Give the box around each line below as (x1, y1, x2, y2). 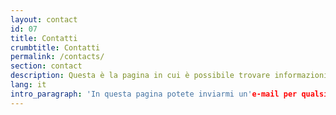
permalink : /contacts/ (10, 52, 105, 62)
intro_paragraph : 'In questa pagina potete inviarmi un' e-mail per (10, 89, 298, 99)
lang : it (10, 80, 47, 90)
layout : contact (10, 14, 78, 25)
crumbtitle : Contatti (10, 42, 101, 53)
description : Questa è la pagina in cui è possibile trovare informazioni (10, 71, 329, 81)
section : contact (10, 61, 83, 71)
